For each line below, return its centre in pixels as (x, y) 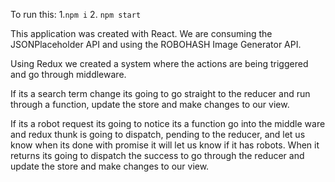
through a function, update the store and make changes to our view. (150, 104)
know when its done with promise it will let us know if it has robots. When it (165, 145)
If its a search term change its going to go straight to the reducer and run (160, 93)
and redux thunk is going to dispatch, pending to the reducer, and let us (158, 134)
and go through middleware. (68, 74)
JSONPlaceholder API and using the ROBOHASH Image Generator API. (156, 44)
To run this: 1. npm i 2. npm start (76, 14)
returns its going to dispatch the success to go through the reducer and (157, 155)
